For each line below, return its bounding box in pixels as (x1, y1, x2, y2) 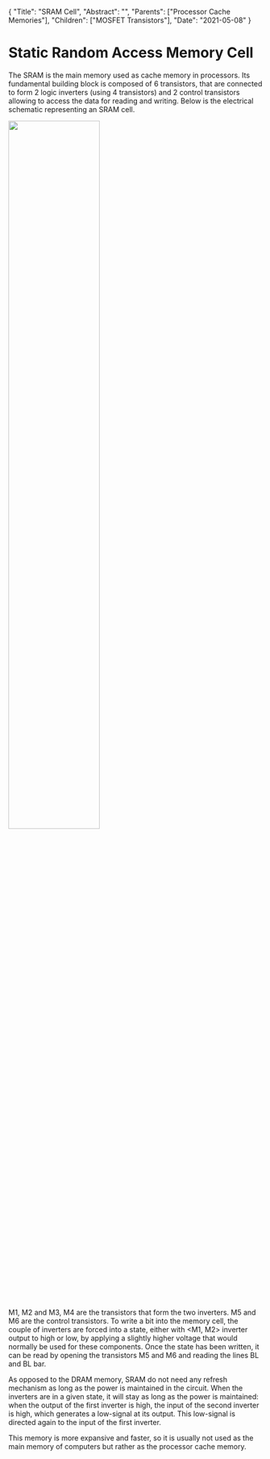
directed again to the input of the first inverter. (8, 1417, 161, 1427)
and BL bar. (8, 1359, 47, 1369)
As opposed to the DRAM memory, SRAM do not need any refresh (8, 1374, 228, 1384)
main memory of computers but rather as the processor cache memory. (8, 1441, 247, 1451)
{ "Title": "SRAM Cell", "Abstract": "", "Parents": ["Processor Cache (8, 7, 231, 16)
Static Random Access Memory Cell (8, 44, 254, 62)
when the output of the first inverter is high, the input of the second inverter (8, 1400, 260, 1410)
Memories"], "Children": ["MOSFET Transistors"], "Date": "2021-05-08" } (8, 15, 251, 25)
